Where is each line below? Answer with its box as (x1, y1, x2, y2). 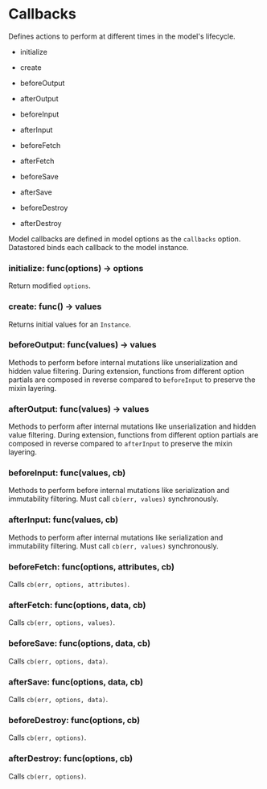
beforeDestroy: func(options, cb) (8, 714, 141, 725)
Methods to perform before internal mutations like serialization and (8, 486, 230, 495)
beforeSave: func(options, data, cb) (8, 638, 151, 649)
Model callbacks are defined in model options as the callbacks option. (8, 234, 241, 244)
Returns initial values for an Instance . (8, 319, 131, 329)
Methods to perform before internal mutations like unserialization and (8, 357, 238, 367)
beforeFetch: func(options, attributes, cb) (8, 561, 175, 572)
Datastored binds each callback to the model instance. (8, 242, 189, 252)
